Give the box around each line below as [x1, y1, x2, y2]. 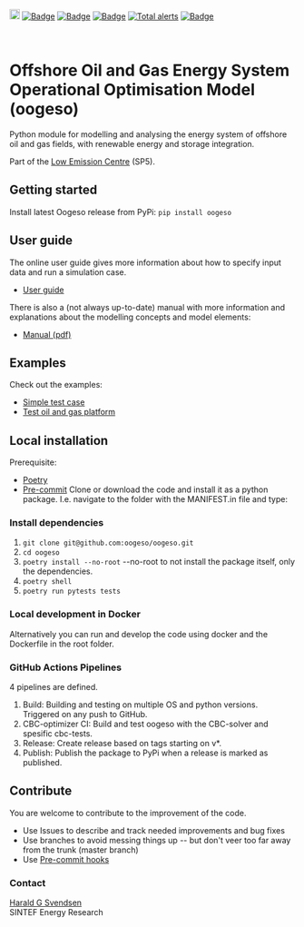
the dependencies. [22, 566, 93, 577]
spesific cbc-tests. [22, 728, 93, 739]
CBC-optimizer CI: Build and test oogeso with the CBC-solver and [22, 718, 270, 730]
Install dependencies [9, 517, 104, 529]
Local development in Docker [9, 608, 141, 621]
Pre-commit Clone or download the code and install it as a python [22, 484, 269, 495]
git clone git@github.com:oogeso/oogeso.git [22, 538, 194, 548]
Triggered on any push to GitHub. [22, 709, 148, 720]
